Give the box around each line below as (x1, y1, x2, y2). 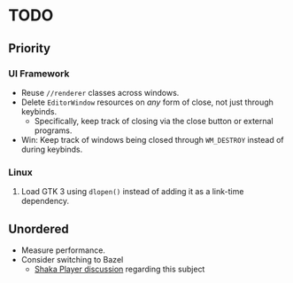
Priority (8, 41, 50, 56)
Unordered (8, 221, 69, 236)
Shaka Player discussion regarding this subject (34, 263, 205, 274)
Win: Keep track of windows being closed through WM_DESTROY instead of (20, 134, 284, 145)
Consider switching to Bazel (20, 254, 124, 264)
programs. (34, 125, 73, 136)
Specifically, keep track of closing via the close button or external (34, 115, 274, 126)
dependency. (20, 196, 70, 207)
